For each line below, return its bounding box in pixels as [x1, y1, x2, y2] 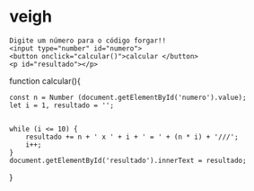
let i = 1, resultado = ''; [9, 101, 115, 110]
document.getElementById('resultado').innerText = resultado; [9, 156, 247, 165]
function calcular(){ [9, 75, 81, 86]
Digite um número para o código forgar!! [9, 36, 167, 45]
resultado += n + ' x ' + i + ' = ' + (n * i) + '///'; [25, 132, 240, 141]
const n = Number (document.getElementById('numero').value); [9, 93, 247, 102]
